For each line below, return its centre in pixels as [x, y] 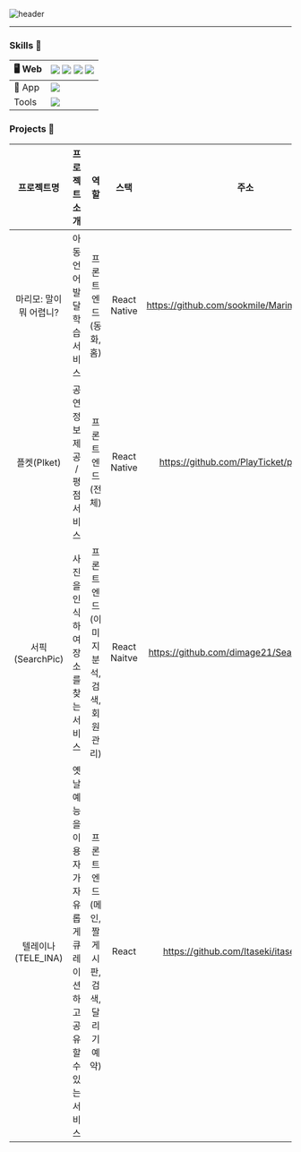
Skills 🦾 [26, 45]
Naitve [124, 658]
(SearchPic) [39, 658]
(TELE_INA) [39, 958]
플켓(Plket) [39, 462]
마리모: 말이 [39, 298]
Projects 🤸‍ [32, 129]
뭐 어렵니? [39, 312]
